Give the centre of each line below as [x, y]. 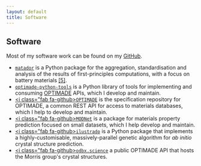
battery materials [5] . [41, 80]
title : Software [26, 17]
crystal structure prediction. [49, 144]
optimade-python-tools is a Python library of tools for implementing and [103, 87]
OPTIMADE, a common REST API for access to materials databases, [99, 106]
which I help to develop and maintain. [61, 112]
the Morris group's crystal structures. [61, 157]
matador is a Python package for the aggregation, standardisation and [101, 68]
